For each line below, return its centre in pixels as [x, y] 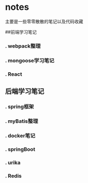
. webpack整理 [23, 46]
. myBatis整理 [22, 121]
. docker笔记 [20, 136]
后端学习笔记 [25, 91]
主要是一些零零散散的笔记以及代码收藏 [44, 21]
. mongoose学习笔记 [30, 60]
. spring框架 [20, 107]
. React [14, 74]
